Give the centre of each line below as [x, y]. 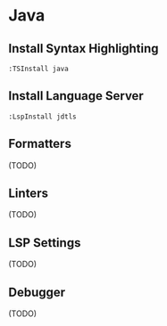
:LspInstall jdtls [42, 117]
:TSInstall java [38, 69]
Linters [28, 194]
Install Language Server [76, 96]
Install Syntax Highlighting [83, 49]
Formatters [40, 144]
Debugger [37, 292]
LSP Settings [45, 243]
